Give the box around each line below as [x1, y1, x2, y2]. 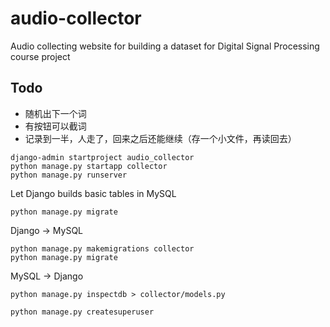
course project [10, 50, 71, 62]
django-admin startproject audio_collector [10, 152, 195, 162]
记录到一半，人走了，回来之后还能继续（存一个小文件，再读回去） [24, 132, 297, 144]
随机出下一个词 [24, 107, 87, 119]
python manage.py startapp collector [10, 161, 168, 171]
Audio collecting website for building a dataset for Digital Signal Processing [10, 40, 320, 52]
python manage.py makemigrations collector [10, 243, 195, 254]
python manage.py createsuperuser [10, 307, 155, 317]
